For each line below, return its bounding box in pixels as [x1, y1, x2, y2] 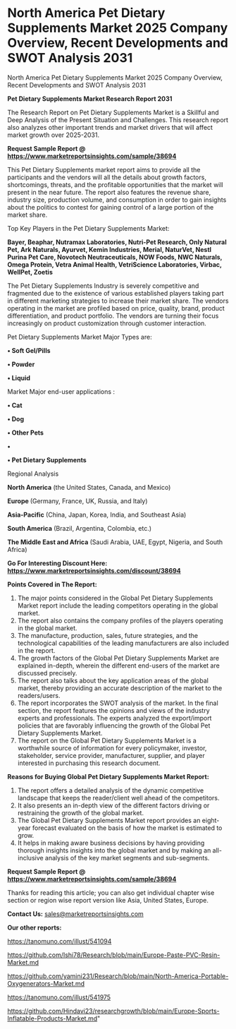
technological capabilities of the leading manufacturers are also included [17, 639, 229, 647]
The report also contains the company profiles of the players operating [17, 616, 223, 625]
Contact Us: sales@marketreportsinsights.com [7, 909, 144, 918]
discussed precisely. [17, 668, 77, 677]
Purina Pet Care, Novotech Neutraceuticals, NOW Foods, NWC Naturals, [7, 253, 223, 261]
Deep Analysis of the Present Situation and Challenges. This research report [7, 115, 229, 124]
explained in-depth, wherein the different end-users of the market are [17, 661, 220, 670]
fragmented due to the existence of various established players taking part [7, 289, 224, 297]
